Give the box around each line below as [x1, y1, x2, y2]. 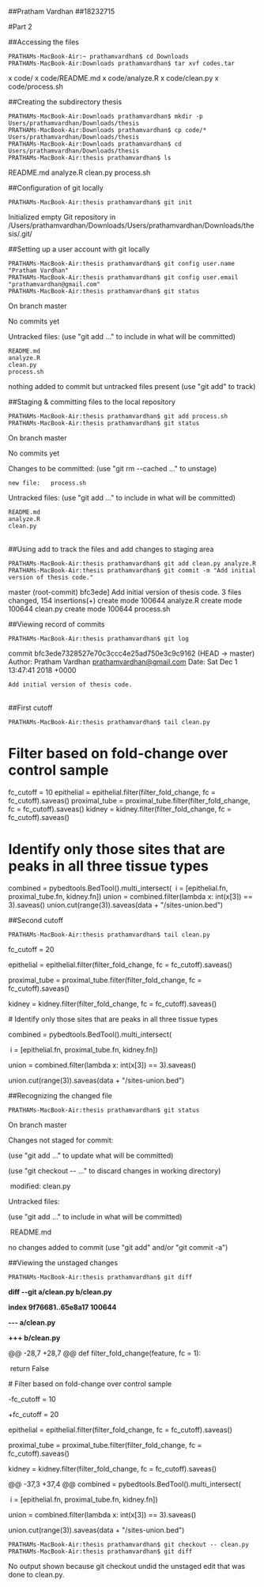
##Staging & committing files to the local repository [8, 397, 176, 406]
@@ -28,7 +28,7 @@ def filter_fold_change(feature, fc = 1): [8, 1348, 202, 1358]
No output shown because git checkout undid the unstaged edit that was [8, 1561, 246, 1570]
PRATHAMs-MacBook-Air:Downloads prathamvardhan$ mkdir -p [8, 112, 203, 120]
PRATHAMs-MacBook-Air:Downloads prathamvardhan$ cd [8, 140, 182, 148]
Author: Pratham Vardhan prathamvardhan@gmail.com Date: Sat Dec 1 [8, 657, 238, 667]
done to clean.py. [8, 1570, 65, 1579]
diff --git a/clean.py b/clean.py [8, 1287, 112, 1296]
